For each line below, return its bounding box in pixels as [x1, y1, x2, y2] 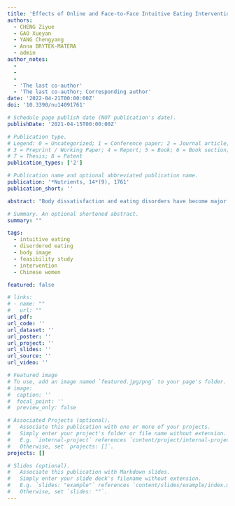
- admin [13, 50, 36, 57]
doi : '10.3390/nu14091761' [7, 102, 86, 109]
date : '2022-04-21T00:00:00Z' [7, 95, 96, 102]
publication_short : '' [7, 185, 73, 192]
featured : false [7, 281, 55, 288]
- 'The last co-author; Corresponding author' [13, 88, 152, 95]
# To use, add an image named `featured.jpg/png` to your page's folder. [7, 378, 227, 385]
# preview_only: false [7, 404, 77, 411]
